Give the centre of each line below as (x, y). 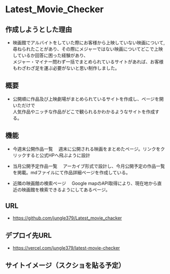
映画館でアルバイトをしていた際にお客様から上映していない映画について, (89, 43)
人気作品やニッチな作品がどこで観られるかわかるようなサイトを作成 (84, 112)
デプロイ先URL (29, 235)
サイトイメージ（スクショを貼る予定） (65, 265)
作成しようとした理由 (39, 29)
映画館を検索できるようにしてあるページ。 (66, 189)
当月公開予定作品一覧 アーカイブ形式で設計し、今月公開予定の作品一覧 (89, 166)
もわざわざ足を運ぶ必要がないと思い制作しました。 (66, 68)
